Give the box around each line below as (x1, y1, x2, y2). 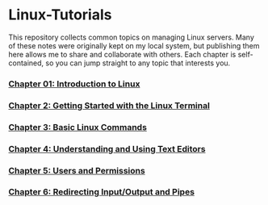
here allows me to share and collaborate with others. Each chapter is (8, 49, 237, 59)
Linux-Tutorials (8, 6, 112, 24)
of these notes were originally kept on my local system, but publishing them (8, 40, 260, 50)
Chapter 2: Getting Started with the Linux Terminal (8, 99, 210, 111)
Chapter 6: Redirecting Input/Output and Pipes (8, 186, 195, 198)
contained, (8, 58, 44, 68)
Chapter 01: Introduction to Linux (8, 78, 140, 90)
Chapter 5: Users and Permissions (8, 165, 145, 176)
